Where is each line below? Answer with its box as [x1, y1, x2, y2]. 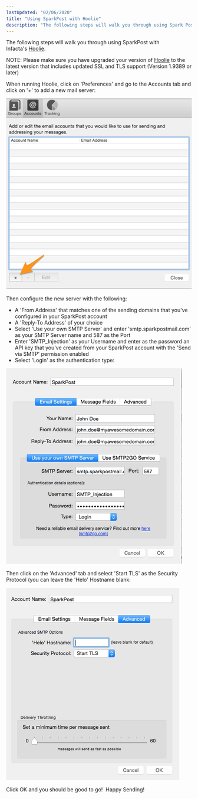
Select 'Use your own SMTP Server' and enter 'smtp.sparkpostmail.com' [14, 325, 192, 332]
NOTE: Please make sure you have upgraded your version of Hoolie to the [6, 57, 186, 64]
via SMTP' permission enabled [14, 350, 90, 357]
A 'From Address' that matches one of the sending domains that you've [14, 306, 188, 313]
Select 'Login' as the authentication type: [14, 356, 115, 364]
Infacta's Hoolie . [6, 45, 46, 53]
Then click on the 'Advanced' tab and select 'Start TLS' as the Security [6, 569, 178, 577]
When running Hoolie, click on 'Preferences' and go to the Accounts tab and [6, 80, 192, 88]
